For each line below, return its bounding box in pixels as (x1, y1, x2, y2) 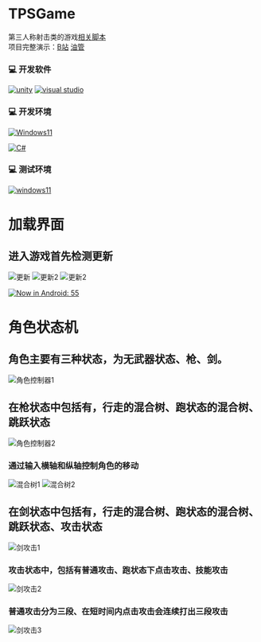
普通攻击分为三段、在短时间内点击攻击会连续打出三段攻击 (8, 605, 228, 617)
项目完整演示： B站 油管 (8, 41, 85, 52)
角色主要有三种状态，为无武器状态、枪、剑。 (8, 352, 228, 366)
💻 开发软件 (8, 64, 52, 75)
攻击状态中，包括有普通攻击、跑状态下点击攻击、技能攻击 (8, 564, 228, 575)
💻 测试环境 (8, 164, 52, 175)
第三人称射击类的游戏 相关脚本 (8, 32, 106, 41)
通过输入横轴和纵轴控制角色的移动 (8, 460, 139, 471)
